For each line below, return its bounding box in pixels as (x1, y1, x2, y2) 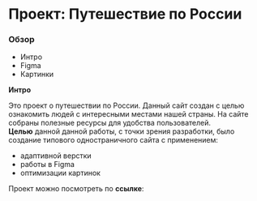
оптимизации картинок (19, 168, 101, 178)
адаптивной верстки (19, 151, 92, 160)
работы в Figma (19, 160, 75, 169)
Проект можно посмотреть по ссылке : (8, 184, 144, 194)
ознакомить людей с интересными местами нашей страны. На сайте (8, 109, 249, 119)
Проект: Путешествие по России (8, 5, 242, 24)
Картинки (19, 70, 54, 79)
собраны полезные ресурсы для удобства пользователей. (8, 118, 211, 128)
